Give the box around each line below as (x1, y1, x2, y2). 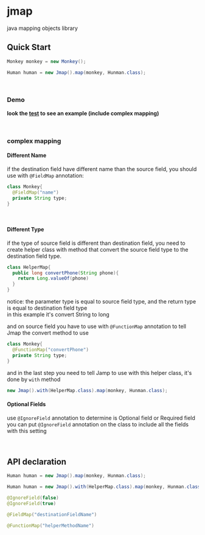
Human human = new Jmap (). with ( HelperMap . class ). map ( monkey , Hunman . (7, 484, 187, 490)
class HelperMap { (7, 264, 51, 270)
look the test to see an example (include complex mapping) (7, 109, 159, 117)
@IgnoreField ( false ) (7, 495, 60, 501)
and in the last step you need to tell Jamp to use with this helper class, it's (7, 369, 192, 376)
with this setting (7, 427, 47, 434)
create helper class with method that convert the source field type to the (7, 246, 189, 253)
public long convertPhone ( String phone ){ (12, 270, 119, 276)
